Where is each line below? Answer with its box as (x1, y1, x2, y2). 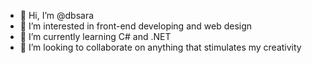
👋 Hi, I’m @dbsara (19, 10, 95, 21)
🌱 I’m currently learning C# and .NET (19, 31, 172, 42)
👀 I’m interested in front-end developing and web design (19, 20, 253, 32)
